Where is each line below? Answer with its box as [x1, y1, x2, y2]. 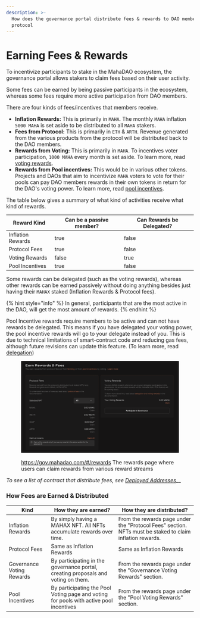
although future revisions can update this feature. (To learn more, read [6, 343, 179, 350]
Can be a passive [64, 216, 109, 223]
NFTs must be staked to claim [118, 528, 191, 535]
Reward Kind [12, 219, 46, 226]
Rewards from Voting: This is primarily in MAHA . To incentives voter [14, 147, 179, 154]
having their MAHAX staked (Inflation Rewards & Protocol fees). [6, 288, 156, 295]
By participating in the [51, 557, 105, 564]
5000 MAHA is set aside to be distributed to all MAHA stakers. [14, 122, 157, 129]
